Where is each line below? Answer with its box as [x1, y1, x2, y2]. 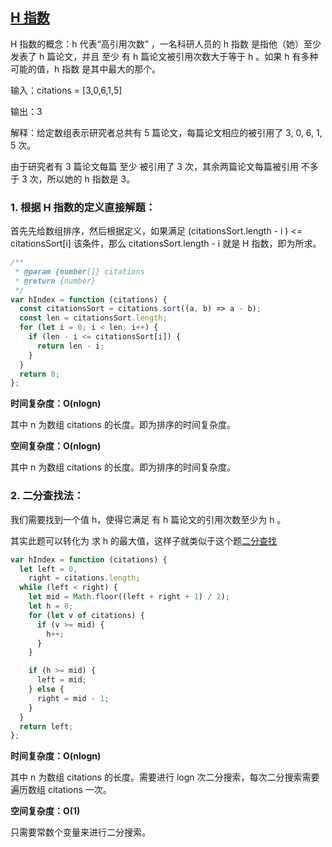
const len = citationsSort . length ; [19, 313, 168, 323]
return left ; [19, 721, 74, 732]
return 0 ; [19, 369, 60, 379]
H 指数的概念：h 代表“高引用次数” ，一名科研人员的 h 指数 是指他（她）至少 [10, 38, 322, 50]
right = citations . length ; [28, 573, 141, 583]
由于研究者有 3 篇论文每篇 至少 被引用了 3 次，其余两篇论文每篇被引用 [10, 160, 299, 172]
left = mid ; [36, 675, 87, 685]
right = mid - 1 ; [36, 693, 110, 703]
